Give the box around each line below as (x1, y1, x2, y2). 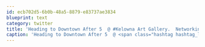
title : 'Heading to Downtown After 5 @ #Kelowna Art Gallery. (6, 26, 171, 32)
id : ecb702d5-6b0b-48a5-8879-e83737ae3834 (6, 9, 116, 15)
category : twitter (6, 20, 53, 26)
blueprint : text (6, 15, 48, 21)
